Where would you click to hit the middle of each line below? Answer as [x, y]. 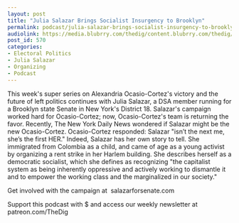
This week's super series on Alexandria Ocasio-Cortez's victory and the [113, 94]
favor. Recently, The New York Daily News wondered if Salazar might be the [118, 124]
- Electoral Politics [39, 54]
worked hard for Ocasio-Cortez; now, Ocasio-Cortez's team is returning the [118, 116]
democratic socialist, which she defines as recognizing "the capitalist [109, 161]
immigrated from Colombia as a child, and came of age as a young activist [116, 146]
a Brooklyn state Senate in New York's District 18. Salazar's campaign [109, 109]
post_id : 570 [27, 40]
